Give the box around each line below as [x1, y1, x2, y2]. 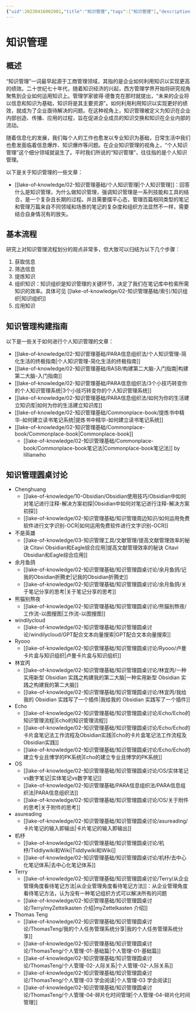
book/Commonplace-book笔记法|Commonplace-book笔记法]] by [23, 444, 180, 452]
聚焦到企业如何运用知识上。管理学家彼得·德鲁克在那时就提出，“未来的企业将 [6, 92, 190, 99]
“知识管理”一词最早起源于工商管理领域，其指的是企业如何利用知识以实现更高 [6, 77, 190, 85]
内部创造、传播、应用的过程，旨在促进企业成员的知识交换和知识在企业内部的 [6, 114, 191, 121]
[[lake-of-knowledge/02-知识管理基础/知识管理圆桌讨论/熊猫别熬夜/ [23, 603, 187, 610]
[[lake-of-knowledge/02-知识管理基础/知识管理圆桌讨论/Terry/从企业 [23, 875, 189, 882]
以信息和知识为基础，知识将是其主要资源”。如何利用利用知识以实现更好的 [6, 99, 183, 106]
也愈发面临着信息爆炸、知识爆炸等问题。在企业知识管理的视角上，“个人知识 [6, 141, 188, 149]
